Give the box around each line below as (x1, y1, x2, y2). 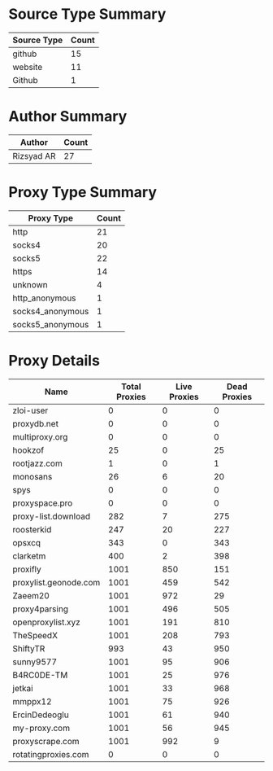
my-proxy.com (12, 722, 71, 734)
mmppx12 (12, 695, 52, 707)
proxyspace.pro (12, 497, 73, 509)
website (12, 61, 43, 72)
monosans (12, 471, 53, 482)
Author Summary (8, 107, 128, 126)
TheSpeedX (12, 629, 58, 641)
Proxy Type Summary (8, 183, 157, 202)
